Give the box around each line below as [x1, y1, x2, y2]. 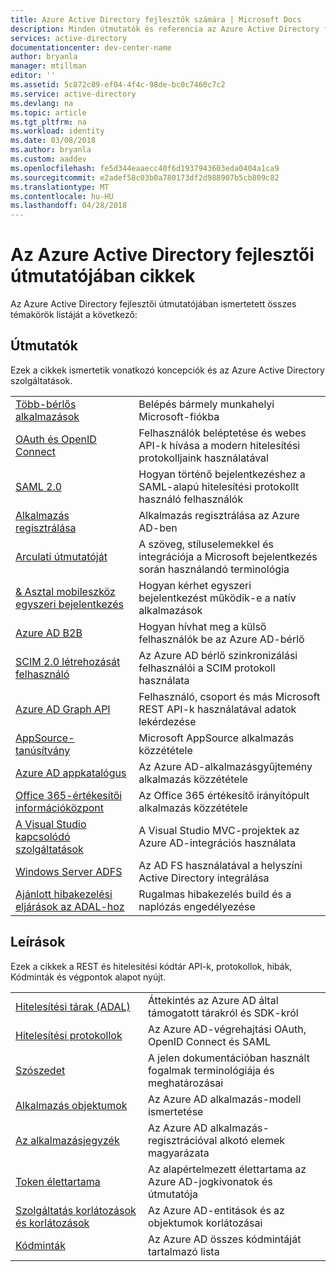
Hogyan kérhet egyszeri [138, 578, 252, 592]
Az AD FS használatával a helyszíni [138, 858, 303, 872]
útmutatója [147, 1187, 198, 1201]
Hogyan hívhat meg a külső [138, 619, 267, 633]
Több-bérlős [15, 397, 77, 411]
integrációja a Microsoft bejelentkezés [138, 549, 318, 563]
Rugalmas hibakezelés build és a [138, 887, 292, 901]
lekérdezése [138, 714, 197, 728]
